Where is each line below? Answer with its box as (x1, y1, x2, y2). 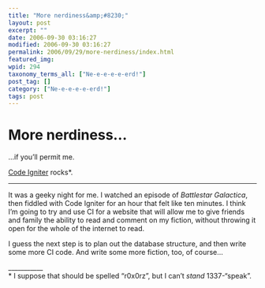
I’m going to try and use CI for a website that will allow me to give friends (8, 207, 245, 217)
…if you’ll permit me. (8, 152, 75, 162)
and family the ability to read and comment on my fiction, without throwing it (8, 215, 256, 225)
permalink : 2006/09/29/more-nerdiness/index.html (8, 48, 175, 56)
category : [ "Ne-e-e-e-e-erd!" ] (8, 84, 111, 93)
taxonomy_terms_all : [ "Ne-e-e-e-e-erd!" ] (8, 70, 147, 78)
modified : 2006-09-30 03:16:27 (8, 41, 111, 49)
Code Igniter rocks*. (8, 167, 73, 178)
